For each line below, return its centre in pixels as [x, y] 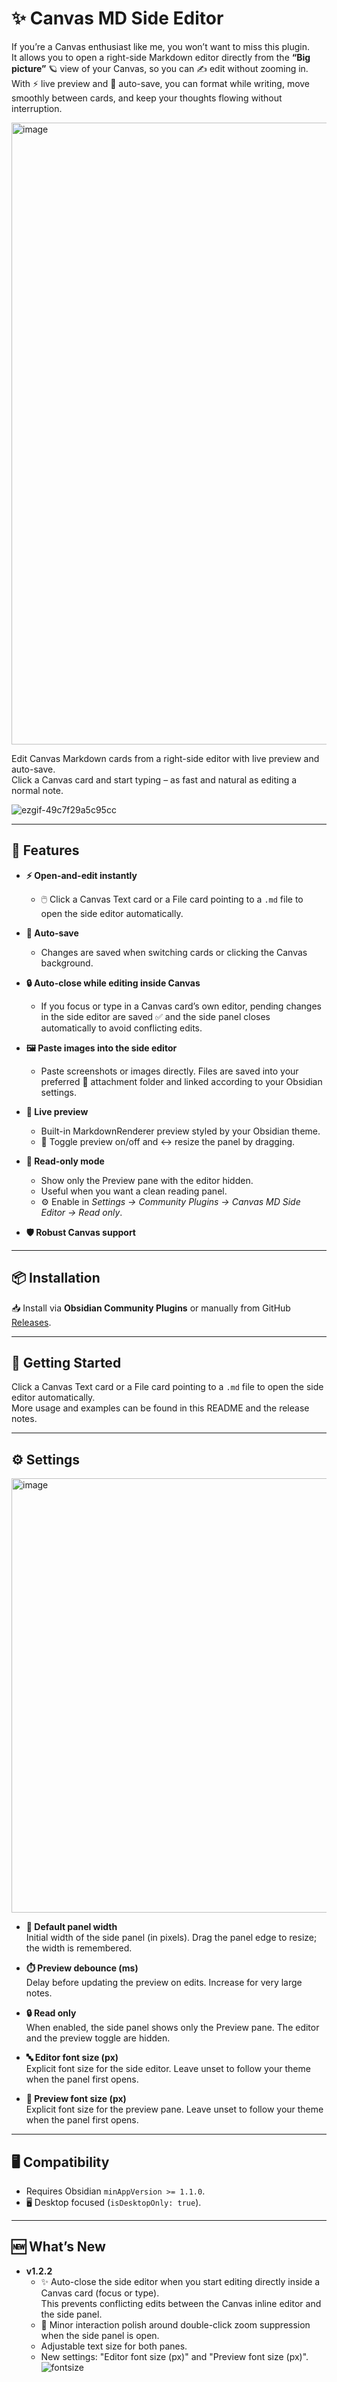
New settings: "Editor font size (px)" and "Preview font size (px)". [174, 2356]
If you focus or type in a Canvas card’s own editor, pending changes [181, 1006]
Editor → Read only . [81, 1212]
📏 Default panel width [71, 1927]
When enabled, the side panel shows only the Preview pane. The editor [172, 2028]
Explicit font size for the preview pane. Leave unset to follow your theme [174, 2109]
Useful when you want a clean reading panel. [134, 1191]
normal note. [37, 790]
